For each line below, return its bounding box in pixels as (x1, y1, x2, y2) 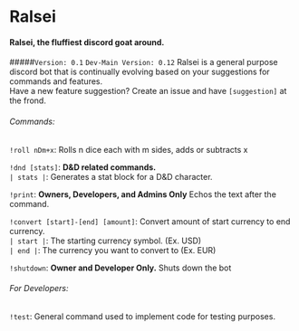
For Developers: (9, 283, 69, 294)
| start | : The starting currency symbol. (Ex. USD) (9, 235, 202, 246)
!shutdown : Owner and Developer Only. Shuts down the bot (9, 262, 232, 273)
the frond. (9, 95, 47, 106)
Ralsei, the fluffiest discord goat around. (9, 36, 165, 47)
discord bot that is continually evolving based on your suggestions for (9, 66, 270, 78)
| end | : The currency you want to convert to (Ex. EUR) (9, 244, 217, 255)
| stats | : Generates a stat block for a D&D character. (9, 171, 213, 182)
